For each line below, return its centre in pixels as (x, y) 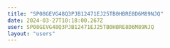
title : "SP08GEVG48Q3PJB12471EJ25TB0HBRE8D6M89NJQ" (85, 14)
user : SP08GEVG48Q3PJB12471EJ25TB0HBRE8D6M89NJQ (81, 27)
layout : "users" (31, 34)
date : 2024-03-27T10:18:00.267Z (55, 20)
